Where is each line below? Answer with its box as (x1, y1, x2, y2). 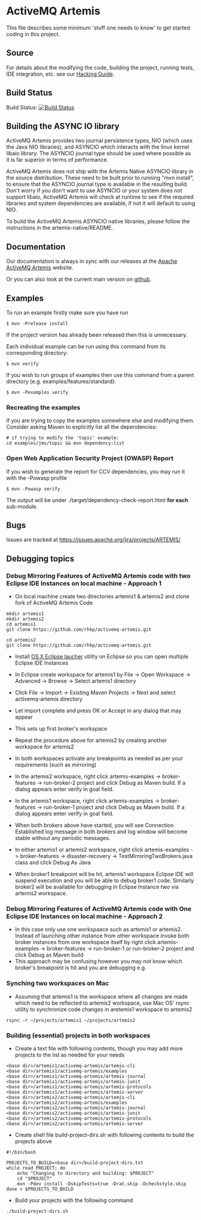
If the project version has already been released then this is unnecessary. (6, 331, 188, 338)
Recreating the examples (6, 403, 81, 411)
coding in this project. (6, 30, 60, 37)
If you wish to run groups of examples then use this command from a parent (6, 372, 194, 378)
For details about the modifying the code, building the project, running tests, (6, 64, 194, 71)
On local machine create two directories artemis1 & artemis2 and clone (14, 593, 190, 600)
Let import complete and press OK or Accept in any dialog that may (14, 707, 182, 714)
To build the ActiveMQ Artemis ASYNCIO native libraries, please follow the (6, 218, 190, 225)
